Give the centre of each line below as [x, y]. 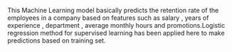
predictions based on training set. [57, 41]
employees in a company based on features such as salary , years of [108, 18]
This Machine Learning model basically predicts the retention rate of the [113, 10]
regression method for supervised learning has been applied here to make [116, 33]
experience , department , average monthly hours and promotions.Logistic [116, 25]
